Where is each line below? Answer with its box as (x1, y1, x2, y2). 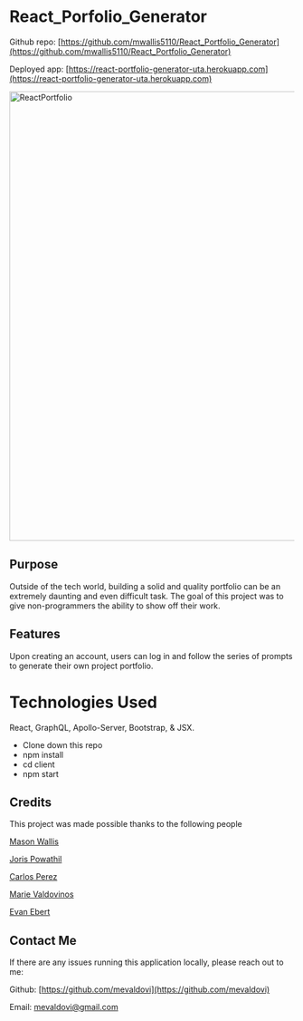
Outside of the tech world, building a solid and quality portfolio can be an (9, 580, 281, 591)
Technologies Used (9, 692, 158, 713)
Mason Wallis (9, 836, 60, 847)
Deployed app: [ (9, 63, 70, 74)
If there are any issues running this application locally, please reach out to (9, 957, 284, 968)
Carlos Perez (9, 871, 58, 882)
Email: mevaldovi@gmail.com (9, 1002, 119, 1013)
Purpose (9, 557, 59, 572)
